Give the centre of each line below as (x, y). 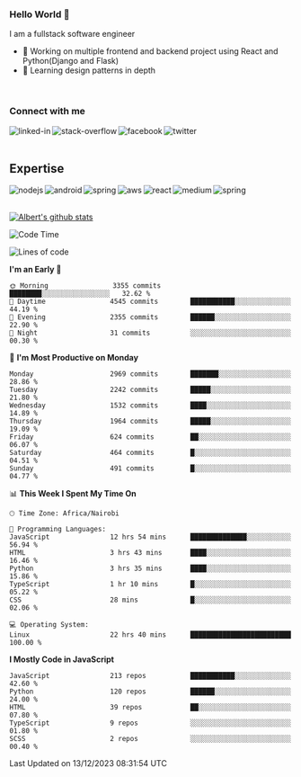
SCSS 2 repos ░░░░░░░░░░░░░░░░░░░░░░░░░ (150, 739)
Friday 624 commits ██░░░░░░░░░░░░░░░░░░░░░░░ (150, 437)
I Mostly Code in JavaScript (62, 659)
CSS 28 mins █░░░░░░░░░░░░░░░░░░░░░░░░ (150, 600)
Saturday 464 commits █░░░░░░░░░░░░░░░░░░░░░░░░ (150, 453)
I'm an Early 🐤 (35, 270)
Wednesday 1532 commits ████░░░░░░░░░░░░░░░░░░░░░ (150, 406)
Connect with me (47, 112)
